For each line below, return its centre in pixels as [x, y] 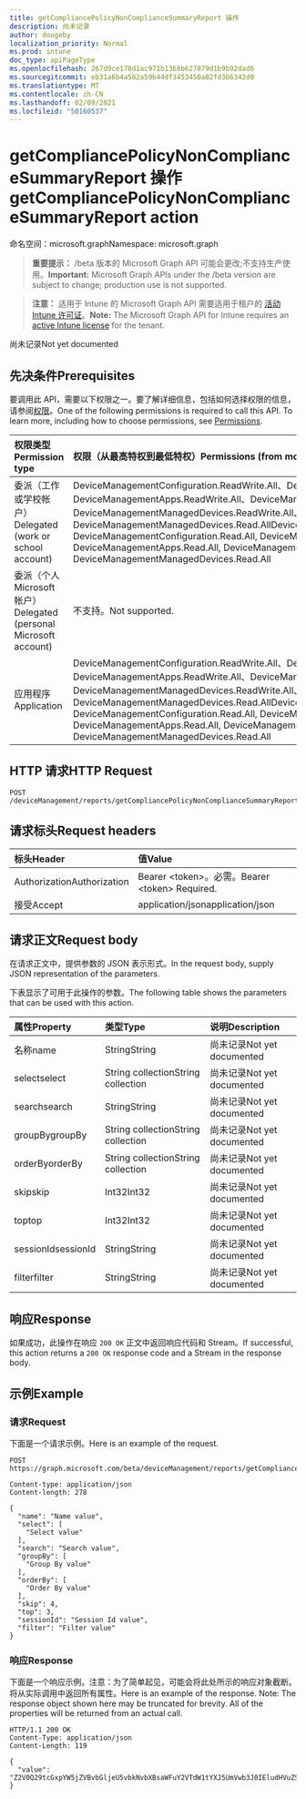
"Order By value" [59, 1588]
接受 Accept [39, 905]
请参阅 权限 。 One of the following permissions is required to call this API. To [151, 410]
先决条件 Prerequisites [72, 376]
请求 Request [38, 1422]
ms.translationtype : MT [55, 86]
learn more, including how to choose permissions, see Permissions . [136, 421]
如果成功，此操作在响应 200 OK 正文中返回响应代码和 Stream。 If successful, [152, 1343]
